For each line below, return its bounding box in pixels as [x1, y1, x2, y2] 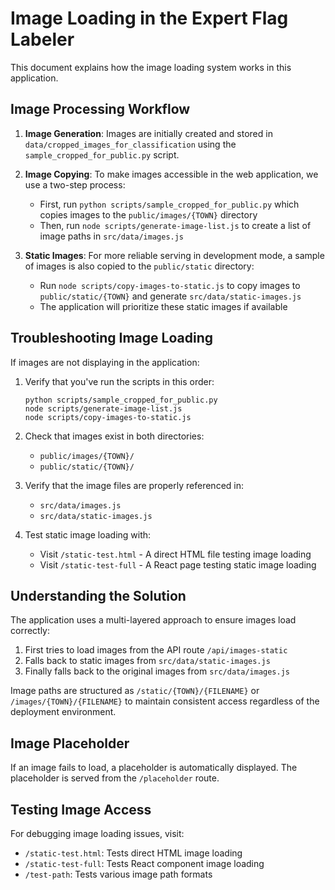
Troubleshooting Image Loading [10, 330, 213, 347]
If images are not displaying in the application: [10, 356, 200, 368]
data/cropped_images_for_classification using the [24, 138, 237, 150]
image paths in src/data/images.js [39, 230, 185, 242]
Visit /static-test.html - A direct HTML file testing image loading [39, 548, 312, 560]
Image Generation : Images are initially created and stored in [24, 127, 273, 139]
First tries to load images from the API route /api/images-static [24, 644, 288, 656]
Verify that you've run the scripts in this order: [24, 375, 215, 387]
